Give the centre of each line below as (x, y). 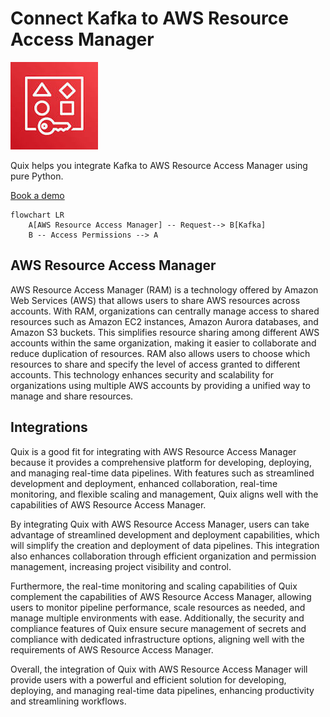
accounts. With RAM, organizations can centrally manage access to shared (165, 311)
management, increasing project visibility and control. (121, 566)
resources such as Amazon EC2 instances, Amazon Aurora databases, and (164, 321)
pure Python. (37, 176)
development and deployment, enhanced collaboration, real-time (144, 483)
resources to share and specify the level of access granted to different (155, 364)
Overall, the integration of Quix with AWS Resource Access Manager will (159, 669)
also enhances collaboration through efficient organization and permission (163, 556)
